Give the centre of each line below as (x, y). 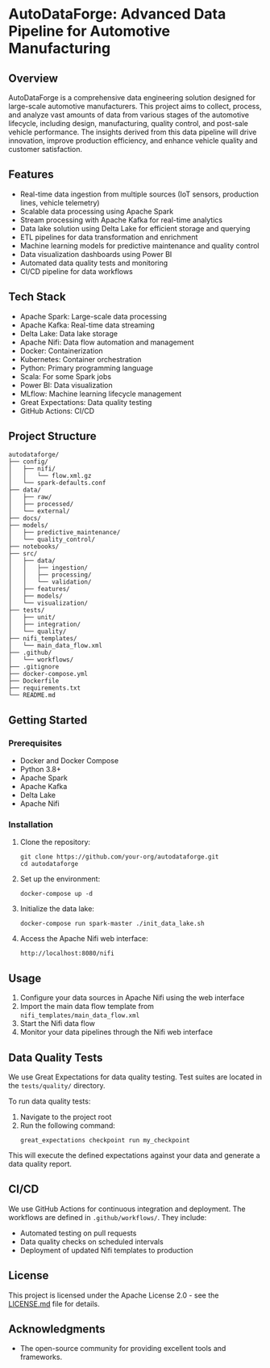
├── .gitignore (34, 667)
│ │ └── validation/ (50, 582)
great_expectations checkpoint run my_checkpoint (105, 1141)
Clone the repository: (55, 842)
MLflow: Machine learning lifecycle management (101, 394)
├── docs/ (25, 518)
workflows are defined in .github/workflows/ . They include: (108, 1217)
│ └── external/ (39, 511)
